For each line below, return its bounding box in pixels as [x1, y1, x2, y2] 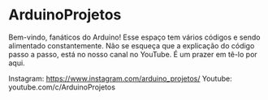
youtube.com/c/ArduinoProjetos [8, 82, 116, 92]
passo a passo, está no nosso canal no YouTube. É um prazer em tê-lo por [8, 49, 257, 59]
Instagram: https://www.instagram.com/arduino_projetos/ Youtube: [8, 73, 233, 83]
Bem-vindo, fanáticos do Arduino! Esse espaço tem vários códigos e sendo [8, 32, 261, 42]
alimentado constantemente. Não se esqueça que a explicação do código [8, 40, 255, 50]
